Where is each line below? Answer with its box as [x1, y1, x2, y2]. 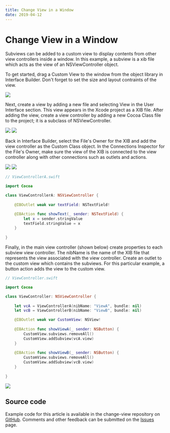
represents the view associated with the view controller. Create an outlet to [5, 255, 162, 261]
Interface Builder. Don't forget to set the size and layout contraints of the [5, 77, 157, 83]
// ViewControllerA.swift [5, 175, 60, 180]
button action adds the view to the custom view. [5, 266, 106, 272]
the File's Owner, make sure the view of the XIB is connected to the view [5, 149, 157, 155]
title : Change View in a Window [5, 7, 74, 13]
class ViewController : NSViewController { [5, 294, 96, 299]
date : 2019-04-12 [5, 12, 42, 17]
